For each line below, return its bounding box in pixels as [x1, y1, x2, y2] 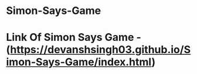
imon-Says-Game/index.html [6, 55, 152, 69]
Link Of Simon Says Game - [6, 31, 142, 44]
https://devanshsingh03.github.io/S [10, 43, 191, 57]
